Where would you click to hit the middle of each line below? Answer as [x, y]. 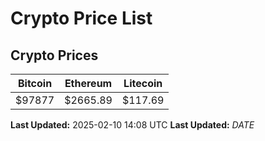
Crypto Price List [81, 18]
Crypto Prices [54, 55]
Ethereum [88, 83]
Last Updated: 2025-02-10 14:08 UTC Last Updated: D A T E [132, 125]
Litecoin [143, 83]
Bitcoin [35, 83]
